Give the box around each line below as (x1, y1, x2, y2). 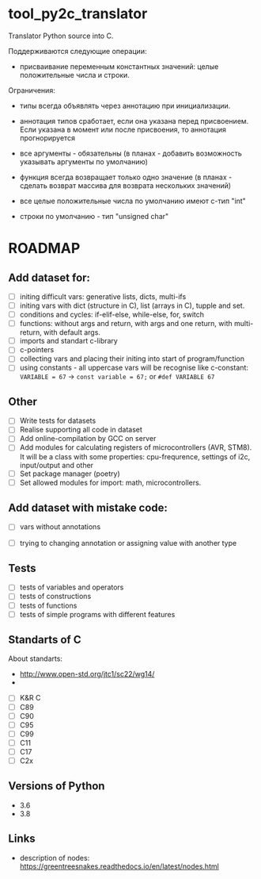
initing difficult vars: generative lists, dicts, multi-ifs (19, 291, 187, 301)
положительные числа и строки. (19, 70, 130, 79)
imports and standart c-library (19, 336, 119, 346)
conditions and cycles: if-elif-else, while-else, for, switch (19, 310, 204, 320)
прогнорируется (19, 132, 75, 143)
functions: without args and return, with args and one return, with (19, 319, 233, 328)
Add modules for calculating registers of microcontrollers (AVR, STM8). (19, 443, 252, 452)
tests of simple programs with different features (19, 609, 176, 619)
